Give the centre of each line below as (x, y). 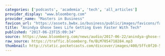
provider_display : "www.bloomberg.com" (46, 14)
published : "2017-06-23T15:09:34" (41, 32)
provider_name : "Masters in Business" (45, 19)
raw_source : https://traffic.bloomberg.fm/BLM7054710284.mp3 (69, 41)
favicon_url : (18, 23)
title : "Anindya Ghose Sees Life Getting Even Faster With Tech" (73, 28)
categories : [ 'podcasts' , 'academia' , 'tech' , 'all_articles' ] (71, 9)
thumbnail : (16, 46)
